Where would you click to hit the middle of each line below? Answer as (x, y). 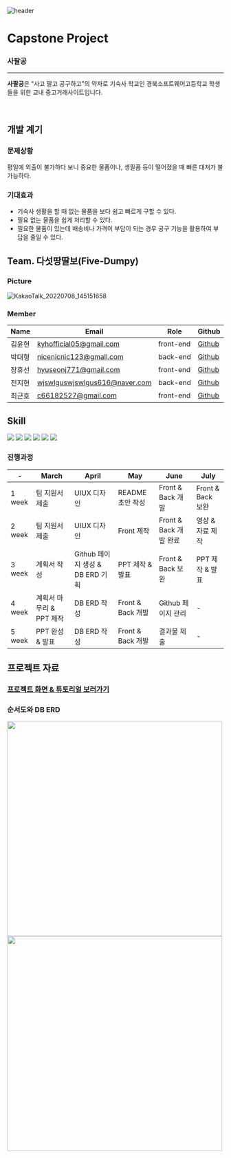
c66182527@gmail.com (77, 395)
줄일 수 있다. (46, 237)
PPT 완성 (49, 631)
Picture (20, 281)
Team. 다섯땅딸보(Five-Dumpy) (73, 261)
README (132, 492)
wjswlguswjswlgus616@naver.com (94, 383)
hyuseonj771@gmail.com (78, 370)
